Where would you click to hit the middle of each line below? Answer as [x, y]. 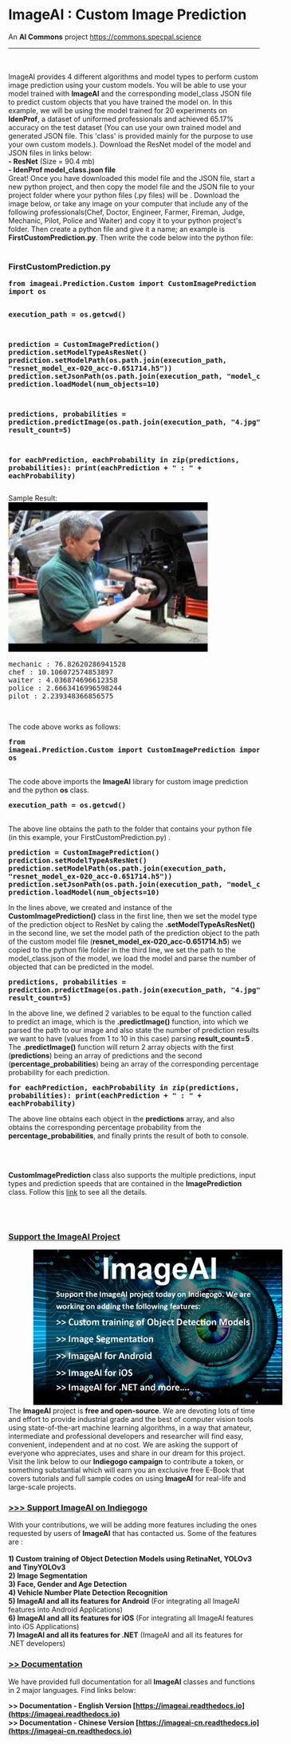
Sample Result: [33, 498]
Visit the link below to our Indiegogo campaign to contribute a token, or [126, 1462]
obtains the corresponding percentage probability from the [105, 1127]
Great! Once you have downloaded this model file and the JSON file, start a [132, 178]
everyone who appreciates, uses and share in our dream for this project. [127, 1453]
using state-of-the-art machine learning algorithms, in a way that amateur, [130, 1428]
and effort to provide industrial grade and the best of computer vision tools [131, 1420]
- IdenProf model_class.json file [62, 170]
